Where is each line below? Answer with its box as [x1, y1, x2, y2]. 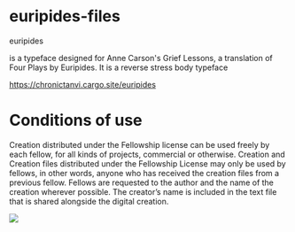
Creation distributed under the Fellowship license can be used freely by [9, 139, 270, 150]
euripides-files [9, 6, 121, 27]
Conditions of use [9, 111, 144, 130]
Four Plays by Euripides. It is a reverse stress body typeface [9, 62, 229, 73]
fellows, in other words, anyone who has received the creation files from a [9, 167, 280, 178]
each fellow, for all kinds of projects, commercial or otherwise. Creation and [9, 149, 285, 159]
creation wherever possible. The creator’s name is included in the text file [9, 186, 277, 197]
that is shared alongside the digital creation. [9, 196, 169, 206]
